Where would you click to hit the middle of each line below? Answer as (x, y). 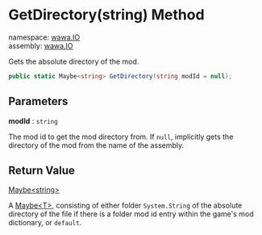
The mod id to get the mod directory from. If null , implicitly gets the (121, 136)
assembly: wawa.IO (41, 45)
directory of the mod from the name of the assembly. (96, 145)
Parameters (38, 101)
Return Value (42, 171)
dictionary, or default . (45, 223)
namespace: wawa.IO (44, 37)
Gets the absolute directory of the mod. (74, 61)
